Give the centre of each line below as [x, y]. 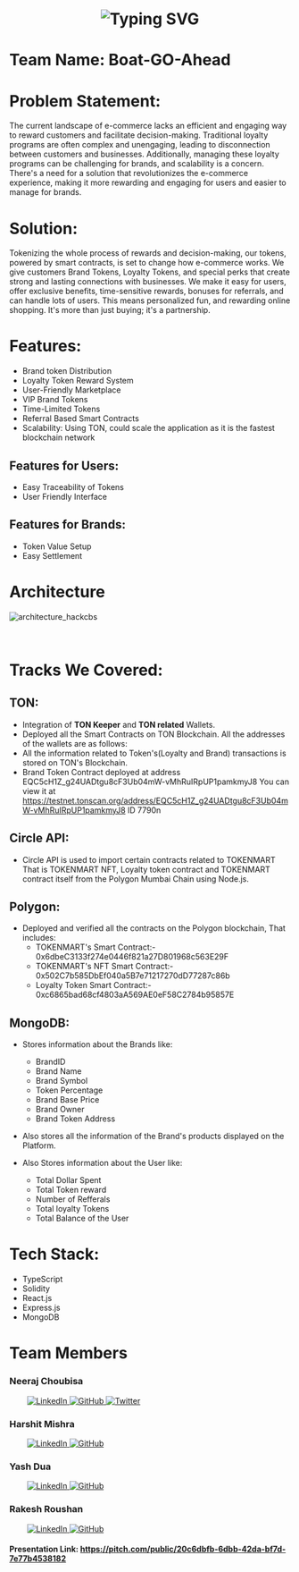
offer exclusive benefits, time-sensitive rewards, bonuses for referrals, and [146, 292]
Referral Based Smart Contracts [81, 418]
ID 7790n [145, 810]
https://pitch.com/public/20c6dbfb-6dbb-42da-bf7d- [183, 1549]
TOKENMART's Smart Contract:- [96, 947]
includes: [39, 938]
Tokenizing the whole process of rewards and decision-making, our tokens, [148, 253]
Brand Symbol [62, 1081]
